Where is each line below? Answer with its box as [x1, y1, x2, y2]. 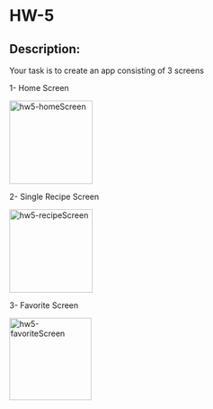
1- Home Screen [9, 83, 69, 93]
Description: [9, 41, 81, 57]
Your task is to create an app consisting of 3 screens [9, 65, 205, 76]
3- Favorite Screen [9, 300, 79, 311]
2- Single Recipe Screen [9, 191, 100, 202]
